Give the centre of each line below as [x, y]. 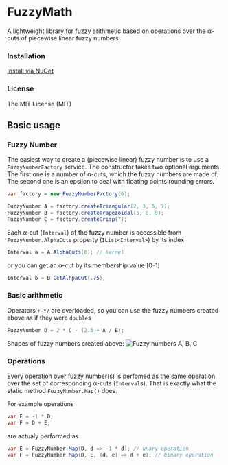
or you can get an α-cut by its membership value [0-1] [83, 265]
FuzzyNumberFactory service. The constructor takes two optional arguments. [114, 167]
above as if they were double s [49, 318]
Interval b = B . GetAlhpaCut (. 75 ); [57, 278]
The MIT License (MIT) [39, 104]
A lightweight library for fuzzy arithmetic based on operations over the [106, 31]
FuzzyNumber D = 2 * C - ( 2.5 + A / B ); [66, 330]
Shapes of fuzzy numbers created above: [66, 343]
